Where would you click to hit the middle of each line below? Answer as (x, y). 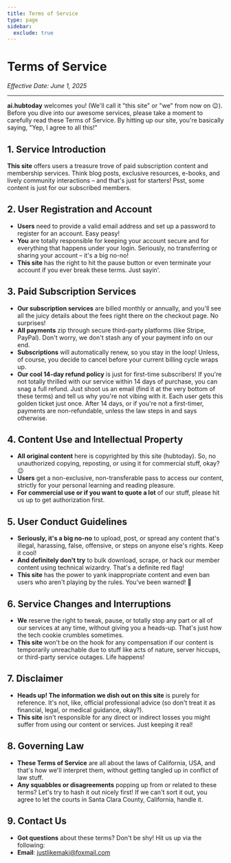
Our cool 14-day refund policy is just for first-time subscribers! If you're (119, 374)
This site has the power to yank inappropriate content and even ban (113, 575)
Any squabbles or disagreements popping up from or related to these (117, 784)
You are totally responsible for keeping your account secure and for (113, 240)
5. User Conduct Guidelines (67, 522)
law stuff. (30, 777)
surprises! (31, 323)
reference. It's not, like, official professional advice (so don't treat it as (116, 703)
